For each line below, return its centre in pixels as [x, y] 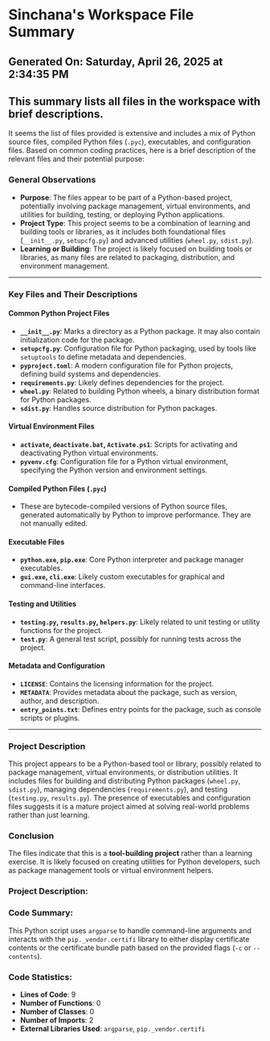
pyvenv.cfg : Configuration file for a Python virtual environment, [124, 462]
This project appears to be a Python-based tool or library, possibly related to [135, 764]
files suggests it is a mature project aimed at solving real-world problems [129, 807]
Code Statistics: [40, 977]
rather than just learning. [49, 815]
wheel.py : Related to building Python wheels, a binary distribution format [139, 391]
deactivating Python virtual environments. [89, 453]
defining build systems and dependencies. [90, 374]
